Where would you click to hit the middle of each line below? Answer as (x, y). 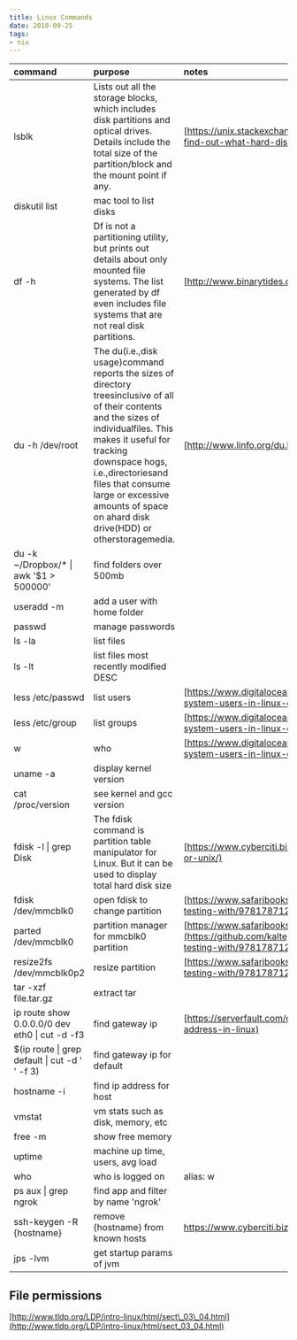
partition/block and (133, 165)
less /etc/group (45, 723)
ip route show (42, 1013)
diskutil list (36, 206)
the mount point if (130, 175)
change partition (127, 911)
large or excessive (131, 495)
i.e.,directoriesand (131, 473)
